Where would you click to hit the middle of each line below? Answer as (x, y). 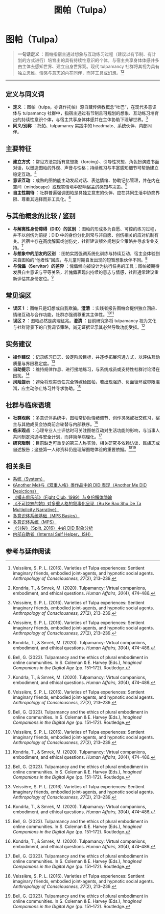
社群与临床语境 (28, 405)
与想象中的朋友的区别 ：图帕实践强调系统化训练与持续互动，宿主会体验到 (86, 254)
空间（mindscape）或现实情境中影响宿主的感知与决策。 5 (70, 186)
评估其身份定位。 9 (35, 278)
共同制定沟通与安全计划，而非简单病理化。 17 (57, 436)
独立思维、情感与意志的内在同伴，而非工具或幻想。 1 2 (71, 72)
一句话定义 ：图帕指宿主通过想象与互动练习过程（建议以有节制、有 (85, 54)
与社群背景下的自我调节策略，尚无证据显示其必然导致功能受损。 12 (79, 327)
